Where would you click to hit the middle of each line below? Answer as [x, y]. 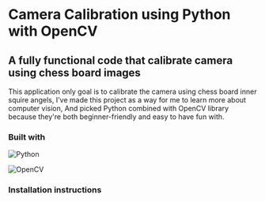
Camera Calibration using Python [119, 15]
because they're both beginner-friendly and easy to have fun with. [116, 117]
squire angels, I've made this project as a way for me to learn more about [127, 100]
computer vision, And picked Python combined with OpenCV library [119, 108]
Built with [27, 137]
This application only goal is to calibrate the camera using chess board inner [132, 91]
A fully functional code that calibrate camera [121, 60]
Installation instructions [55, 190]
